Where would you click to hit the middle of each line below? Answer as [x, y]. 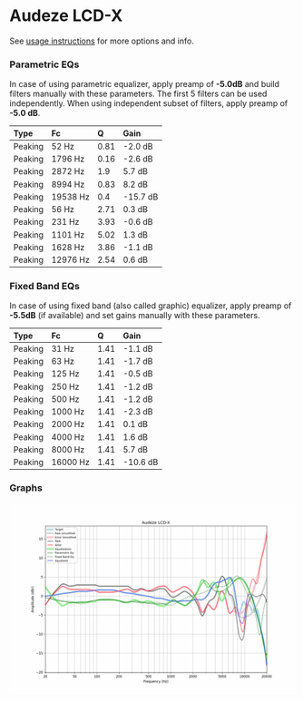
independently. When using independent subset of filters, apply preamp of [149, 103]
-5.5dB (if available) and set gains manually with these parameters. [135, 316]
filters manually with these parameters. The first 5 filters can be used [138, 94]
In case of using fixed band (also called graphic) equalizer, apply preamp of [151, 306]
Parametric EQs [44, 64]
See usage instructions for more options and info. [102, 41]
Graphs [26, 488]
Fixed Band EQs [44, 286]
